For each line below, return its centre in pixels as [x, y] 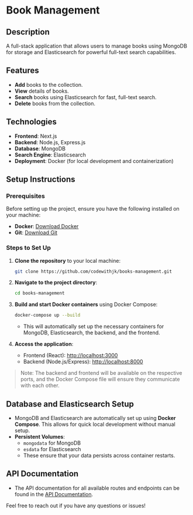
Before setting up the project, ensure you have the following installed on [93, 209]
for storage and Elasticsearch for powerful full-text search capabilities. [91, 52]
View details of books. [42, 91]
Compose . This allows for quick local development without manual [95, 424]
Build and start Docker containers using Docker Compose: [86, 304]
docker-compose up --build [47, 315]
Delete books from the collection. [55, 103]
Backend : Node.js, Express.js [50, 142]
